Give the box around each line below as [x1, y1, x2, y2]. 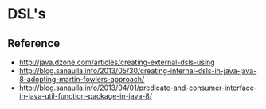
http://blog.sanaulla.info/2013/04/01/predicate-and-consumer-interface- [18, 83, 258, 92]
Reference [7, 37, 61, 50]
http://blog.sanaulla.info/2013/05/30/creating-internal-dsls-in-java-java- [18, 66, 257, 76]
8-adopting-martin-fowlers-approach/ [18, 75, 145, 84]
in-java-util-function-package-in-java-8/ [18, 91, 153, 100]
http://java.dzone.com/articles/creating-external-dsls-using [18, 57, 216, 67]
